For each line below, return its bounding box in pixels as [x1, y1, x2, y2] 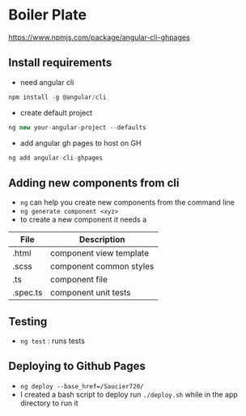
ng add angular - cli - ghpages [8, 154, 104, 162]
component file [49, 274, 108, 285]
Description [78, 234, 125, 245]
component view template [49, 248, 150, 259]
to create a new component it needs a [19, 214, 147, 224]
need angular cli [19, 77, 74, 87]
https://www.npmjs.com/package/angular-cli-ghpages [8, 32, 190, 42]
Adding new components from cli [8, 176, 180, 189]
